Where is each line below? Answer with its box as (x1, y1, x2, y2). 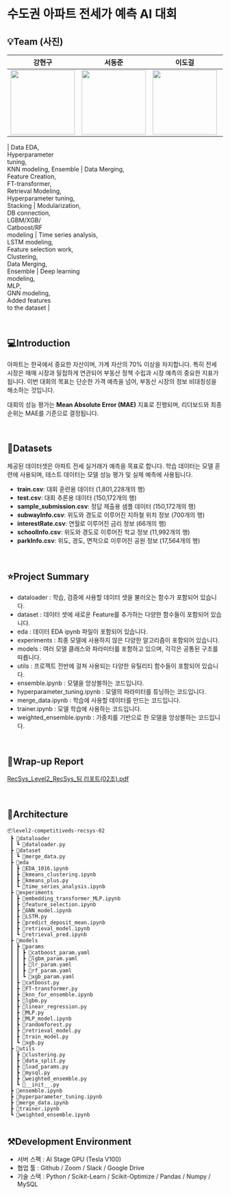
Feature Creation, (7, 172, 56, 181)
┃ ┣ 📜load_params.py (10, 1063, 69, 1071)
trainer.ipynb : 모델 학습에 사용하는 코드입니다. (16, 705, 142, 713)
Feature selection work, (7, 245, 74, 253)
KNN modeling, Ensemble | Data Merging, (7, 165, 125, 173)
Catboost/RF (7, 224, 43, 231)
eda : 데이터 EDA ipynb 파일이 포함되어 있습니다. (16, 627, 149, 636)
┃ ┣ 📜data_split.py (10, 1058, 66, 1065)
